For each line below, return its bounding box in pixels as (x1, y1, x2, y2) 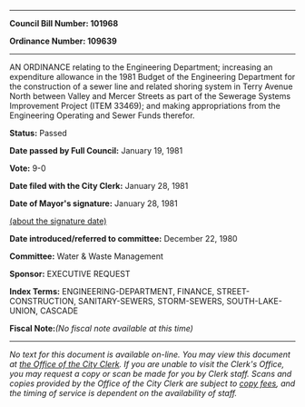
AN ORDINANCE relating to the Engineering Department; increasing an (9, 62, 273, 73)
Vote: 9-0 (9, 163, 47, 174)
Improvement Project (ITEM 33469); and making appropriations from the (9, 101, 281, 111)
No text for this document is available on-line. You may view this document (9, 349, 290, 360)
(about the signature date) (9, 215, 107, 226)
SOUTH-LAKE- (226, 296, 283, 306)
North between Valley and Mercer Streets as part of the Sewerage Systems (9, 91, 291, 101)
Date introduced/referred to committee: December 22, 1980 (9, 233, 238, 243)
